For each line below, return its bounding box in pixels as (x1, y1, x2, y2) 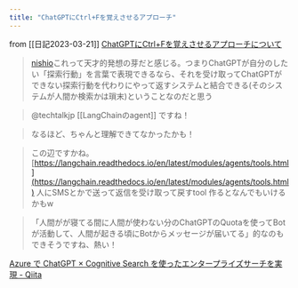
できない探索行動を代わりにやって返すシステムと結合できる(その (30, 79, 268, 90)
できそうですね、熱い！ (30, 239, 117, 250)
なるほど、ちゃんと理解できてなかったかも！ (30, 128, 196, 139)
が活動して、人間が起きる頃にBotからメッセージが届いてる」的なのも (30, 228, 285, 238)
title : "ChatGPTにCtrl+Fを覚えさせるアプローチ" (9, 12, 177, 22)
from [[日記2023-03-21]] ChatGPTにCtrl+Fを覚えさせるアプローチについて (9, 38, 283, 49)
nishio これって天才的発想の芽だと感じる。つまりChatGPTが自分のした (30, 57, 289, 68)
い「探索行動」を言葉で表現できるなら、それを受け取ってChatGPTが (30, 68, 283, 79)
